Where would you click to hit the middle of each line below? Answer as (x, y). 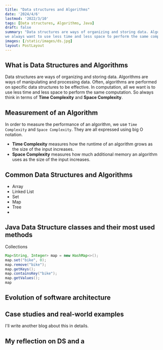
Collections (16, 247)
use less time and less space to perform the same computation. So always (79, 92)
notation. (14, 135)
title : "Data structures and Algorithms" (48, 9)
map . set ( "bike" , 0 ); (26, 260)
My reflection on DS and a (45, 341)
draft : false (18, 28)
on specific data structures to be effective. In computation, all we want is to (80, 87)
